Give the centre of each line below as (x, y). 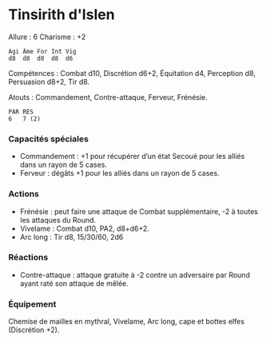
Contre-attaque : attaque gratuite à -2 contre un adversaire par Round (135, 275)
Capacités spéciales (49, 139)
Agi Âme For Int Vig (43, 51)
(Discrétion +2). (34, 330)
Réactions (28, 257)
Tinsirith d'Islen (62, 15)
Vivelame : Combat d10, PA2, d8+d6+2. (85, 228)
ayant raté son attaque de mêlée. (74, 283)
